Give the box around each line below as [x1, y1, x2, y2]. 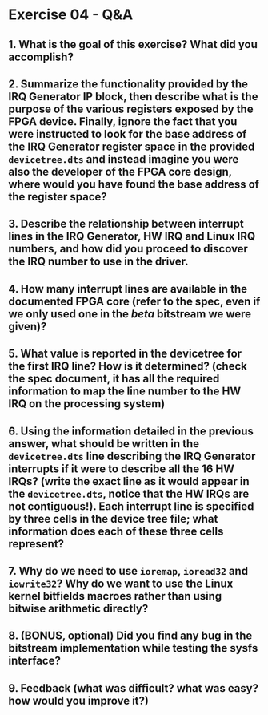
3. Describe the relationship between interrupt [8, 217, 244, 231]
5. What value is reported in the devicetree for [8, 347, 242, 361]
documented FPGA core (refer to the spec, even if [8, 294, 261, 308]
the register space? [8, 190, 108, 204]
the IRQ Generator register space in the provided [8, 139, 255, 153]
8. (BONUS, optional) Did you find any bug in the [8, 629, 253, 643]
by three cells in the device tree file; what [8, 511, 218, 526]
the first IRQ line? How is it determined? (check [8, 359, 248, 374]
